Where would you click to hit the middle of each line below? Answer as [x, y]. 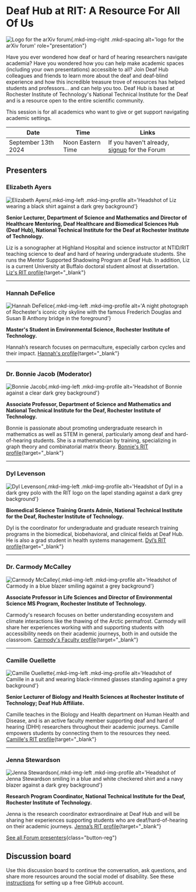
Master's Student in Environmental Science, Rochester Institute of [88, 330]
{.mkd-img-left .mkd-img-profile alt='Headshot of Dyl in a [114, 486]
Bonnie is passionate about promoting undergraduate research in [84, 428]
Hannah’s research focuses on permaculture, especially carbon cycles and [96, 347]
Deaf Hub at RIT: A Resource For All [93, 11]
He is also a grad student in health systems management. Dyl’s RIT [86, 540]
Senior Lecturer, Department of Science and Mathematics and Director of [97, 217]
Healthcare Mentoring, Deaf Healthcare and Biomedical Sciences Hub [92, 224]
